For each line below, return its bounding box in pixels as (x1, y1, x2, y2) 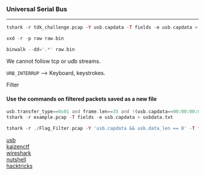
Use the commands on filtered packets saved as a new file (6, 95, 157, 102)
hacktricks (6, 162, 33, 170)
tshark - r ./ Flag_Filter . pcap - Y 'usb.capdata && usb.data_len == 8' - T (6, 125, 195, 131)
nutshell (6, 155, 26, 163)
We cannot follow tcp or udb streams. (6, 57, 101, 65)
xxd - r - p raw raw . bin (6, 35, 64, 41)
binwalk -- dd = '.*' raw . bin (6, 46, 75, 53)
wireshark (6, 149, 32, 157)
